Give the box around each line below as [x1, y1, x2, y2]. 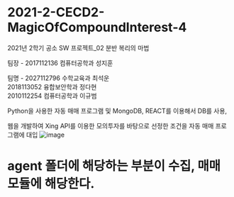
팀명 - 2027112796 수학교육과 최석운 [7, 74, 110, 82]
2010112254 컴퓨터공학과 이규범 [7, 91, 97, 100]
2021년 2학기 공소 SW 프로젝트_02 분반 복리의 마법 [7, 43, 150, 52]
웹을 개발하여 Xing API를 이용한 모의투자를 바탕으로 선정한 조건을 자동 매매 [7, 121, 214, 130]
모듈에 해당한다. [7, 176, 95, 192]
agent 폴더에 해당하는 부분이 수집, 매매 [7, 158, 221, 174]
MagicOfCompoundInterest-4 [7, 19, 187, 35]
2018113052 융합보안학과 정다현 [7, 82, 97, 91]
